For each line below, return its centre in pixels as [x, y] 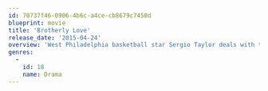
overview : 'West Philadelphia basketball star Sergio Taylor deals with [132, 45]
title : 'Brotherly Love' [49, 30]
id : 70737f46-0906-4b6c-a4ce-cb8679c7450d [80, 15]
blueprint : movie [37, 23]
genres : [21, 52]
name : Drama [42, 74]
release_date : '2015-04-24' [55, 38]
